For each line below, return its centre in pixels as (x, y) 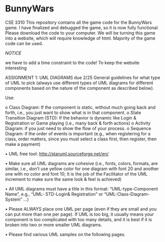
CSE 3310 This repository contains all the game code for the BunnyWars (79, 22)
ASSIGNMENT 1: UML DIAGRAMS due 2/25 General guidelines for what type (83, 77)
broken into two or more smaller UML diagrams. (54, 225)
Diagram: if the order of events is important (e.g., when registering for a (78, 133)
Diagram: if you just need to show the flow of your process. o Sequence (78, 128)
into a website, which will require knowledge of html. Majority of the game (80, 38)
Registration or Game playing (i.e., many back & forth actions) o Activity (78, 123)
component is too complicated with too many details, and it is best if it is (79, 219)
